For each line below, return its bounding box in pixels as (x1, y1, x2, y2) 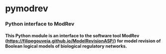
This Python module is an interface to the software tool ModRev (5, 32, 140, 38)
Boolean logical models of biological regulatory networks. (5, 43, 128, 49)
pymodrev (5, 3, 49, 14)
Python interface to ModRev (5, 21, 75, 27)
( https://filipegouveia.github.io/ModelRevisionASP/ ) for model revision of (5, 38, 161, 44)
